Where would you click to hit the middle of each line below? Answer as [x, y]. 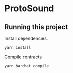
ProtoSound [29, 9]
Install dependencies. [26, 38]
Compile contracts [23, 57]
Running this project [36, 27]
